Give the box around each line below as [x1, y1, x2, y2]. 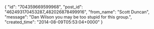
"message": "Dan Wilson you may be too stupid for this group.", [4, 14, 132, 19]
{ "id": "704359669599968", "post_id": [4, 4, 83, 10]
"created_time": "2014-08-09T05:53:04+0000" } [4, 19, 103, 25]
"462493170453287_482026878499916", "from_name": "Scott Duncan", [4, 9, 150, 15]
